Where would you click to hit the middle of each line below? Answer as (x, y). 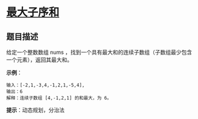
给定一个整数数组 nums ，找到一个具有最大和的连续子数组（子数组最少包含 (99, 52)
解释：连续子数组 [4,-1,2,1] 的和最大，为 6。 (59, 98)
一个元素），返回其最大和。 (39, 60)
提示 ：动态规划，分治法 (35, 110)
